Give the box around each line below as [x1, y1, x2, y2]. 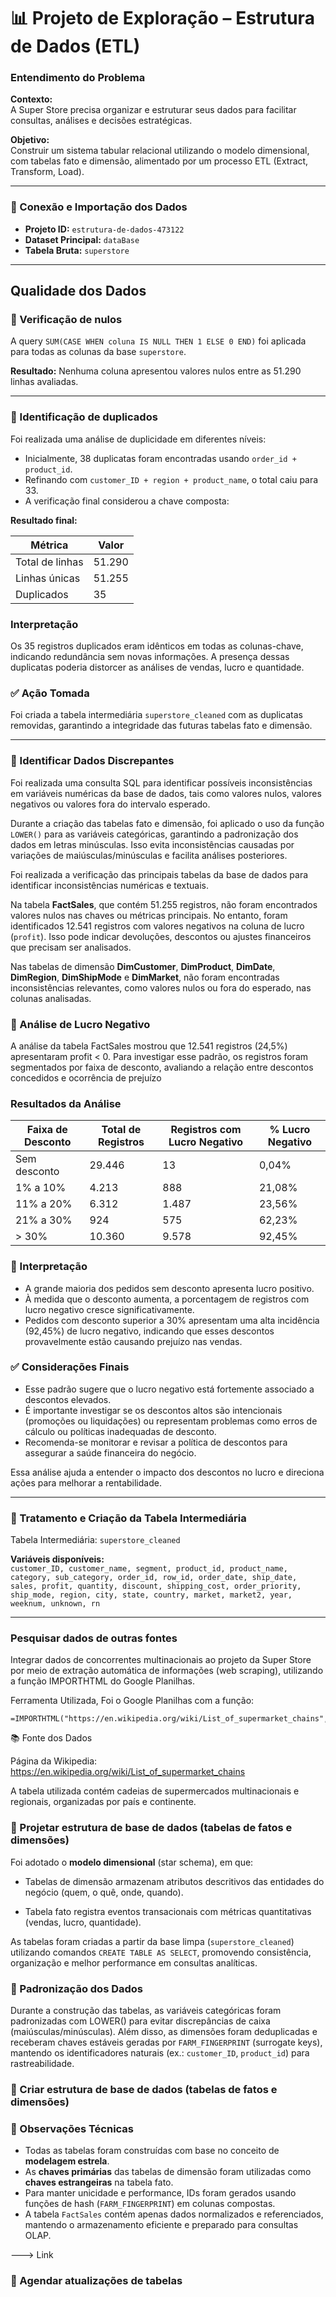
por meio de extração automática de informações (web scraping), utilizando [10, 1665, 324, 1677]
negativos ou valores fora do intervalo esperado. [10, 798, 211, 810]
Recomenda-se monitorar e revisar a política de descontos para [24, 1436, 288, 1448]
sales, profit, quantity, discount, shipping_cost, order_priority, [10, 1581, 302, 1592]
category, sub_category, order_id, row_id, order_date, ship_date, [10, 1573, 298, 1583]
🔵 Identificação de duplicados [10, 410, 158, 424]
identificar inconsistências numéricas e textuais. [10, 879, 210, 891]
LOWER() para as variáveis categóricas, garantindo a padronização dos [10, 828, 299, 840]
